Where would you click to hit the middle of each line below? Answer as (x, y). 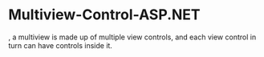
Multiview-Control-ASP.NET (104, 15)
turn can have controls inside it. (60, 45)
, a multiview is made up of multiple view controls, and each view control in (132, 37)
